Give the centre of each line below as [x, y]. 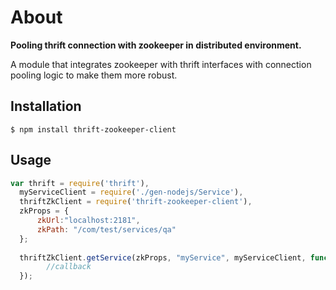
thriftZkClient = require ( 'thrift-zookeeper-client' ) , [136, 202]
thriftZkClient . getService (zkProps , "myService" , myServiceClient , [163, 257]
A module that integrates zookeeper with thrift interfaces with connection [161, 64]
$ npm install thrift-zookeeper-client [93, 129]
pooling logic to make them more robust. [94, 75]
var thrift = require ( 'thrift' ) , [80, 183]
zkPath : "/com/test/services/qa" [106, 229]
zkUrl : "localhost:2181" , [88, 221]
